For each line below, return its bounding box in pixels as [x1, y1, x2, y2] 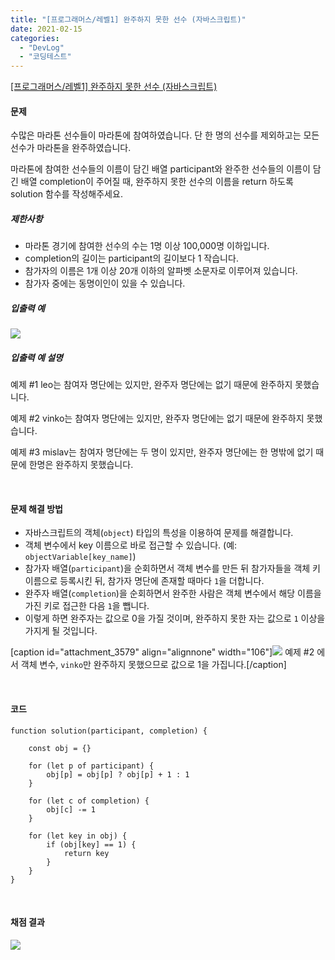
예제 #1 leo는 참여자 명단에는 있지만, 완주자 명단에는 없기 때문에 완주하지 [10, 379, 293, 391]
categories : [10, 33, 60, 43]
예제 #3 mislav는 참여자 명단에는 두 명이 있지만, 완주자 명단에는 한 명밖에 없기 [10, 446, 314, 458]
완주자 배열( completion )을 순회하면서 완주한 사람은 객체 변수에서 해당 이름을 [24, 587, 322, 600]
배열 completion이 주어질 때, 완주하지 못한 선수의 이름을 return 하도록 [20, 176, 294, 188]
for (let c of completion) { [28, 796, 150, 806]
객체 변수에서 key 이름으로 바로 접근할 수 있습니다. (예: [24, 539, 238, 551]
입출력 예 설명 [10, 351, 63, 363]
